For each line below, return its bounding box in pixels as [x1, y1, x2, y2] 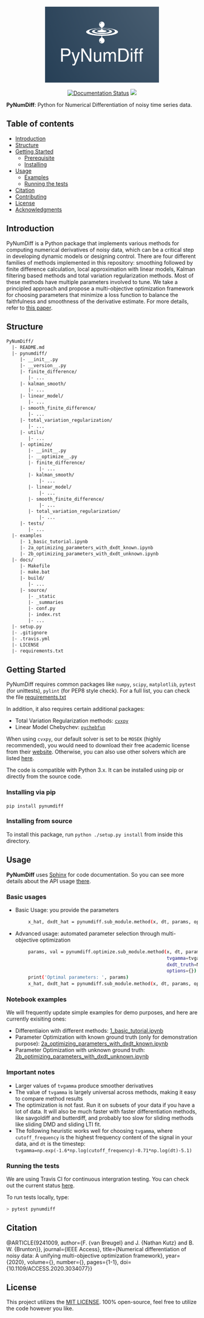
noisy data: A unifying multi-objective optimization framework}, [6, 1252, 165, 1259]
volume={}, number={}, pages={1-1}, [27, 1258, 119, 1266]
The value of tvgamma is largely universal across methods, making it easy [15, 1088, 196, 1096]
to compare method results [15, 1095, 83, 1102]
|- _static [28, 593, 56, 600]
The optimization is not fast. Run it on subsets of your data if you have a [15, 1101, 195, 1109]
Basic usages [6, 892, 47, 901]
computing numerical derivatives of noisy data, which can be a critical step [6, 246, 194, 253]
